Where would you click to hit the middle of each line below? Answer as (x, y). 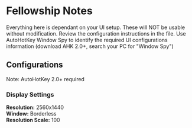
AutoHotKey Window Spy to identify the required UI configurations (87, 40)
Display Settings (30, 94)
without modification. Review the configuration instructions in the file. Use (96, 33)
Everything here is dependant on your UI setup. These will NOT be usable (95, 27)
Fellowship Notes (49, 11)
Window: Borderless (31, 114)
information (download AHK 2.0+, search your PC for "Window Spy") (90, 46)
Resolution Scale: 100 (33, 120)
